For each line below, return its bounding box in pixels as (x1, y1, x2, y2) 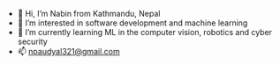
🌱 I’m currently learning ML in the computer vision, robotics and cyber (17, 27, 272, 37)
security (17, 36, 49, 47)
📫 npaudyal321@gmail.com (17, 47, 121, 56)
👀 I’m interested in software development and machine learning (17, 18, 248, 28)
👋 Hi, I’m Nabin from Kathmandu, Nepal (17, 9, 161, 18)
